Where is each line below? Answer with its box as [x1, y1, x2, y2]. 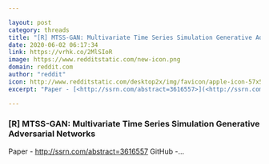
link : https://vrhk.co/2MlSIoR [8, 49, 113, 57]
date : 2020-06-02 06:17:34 [8, 41, 98, 49]
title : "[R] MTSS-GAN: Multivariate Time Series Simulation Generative [8, 33, 252, 41]
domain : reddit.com [8, 63, 74, 72]
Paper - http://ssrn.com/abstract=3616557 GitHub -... [8, 146, 185, 156]
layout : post [8, 18, 52, 26]
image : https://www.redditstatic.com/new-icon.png [8, 56, 181, 64]
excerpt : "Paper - [8, 85, 70, 93]
